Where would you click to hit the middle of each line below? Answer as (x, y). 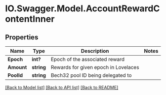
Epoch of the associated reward (88, 59)
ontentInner (30, 19)
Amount (17, 67)
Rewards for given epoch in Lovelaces (95, 67)
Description (95, 51)
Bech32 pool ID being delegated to (91, 75)
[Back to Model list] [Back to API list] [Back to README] (62, 87)
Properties (22, 37)
